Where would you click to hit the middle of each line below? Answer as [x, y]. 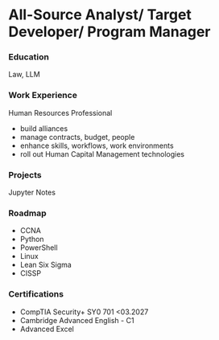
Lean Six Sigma [46, 265]
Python [32, 240]
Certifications [36, 294]
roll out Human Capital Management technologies [102, 154]
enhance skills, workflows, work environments [97, 145]
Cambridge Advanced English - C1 [77, 320]
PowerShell [39, 248]
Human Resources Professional [60, 113]
